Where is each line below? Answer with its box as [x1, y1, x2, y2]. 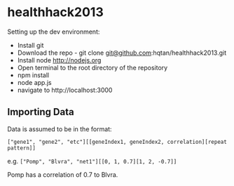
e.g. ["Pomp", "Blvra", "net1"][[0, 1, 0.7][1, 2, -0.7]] [7, 157, 177, 165]
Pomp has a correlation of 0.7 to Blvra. [7, 170, 118, 179]
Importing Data [7, 106, 75, 118]
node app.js [17, 78, 52, 86]
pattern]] [7, 145, 36, 152]
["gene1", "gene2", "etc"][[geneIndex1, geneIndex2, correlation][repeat [7, 138, 228, 145]
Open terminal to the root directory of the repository [17, 63, 168, 72]
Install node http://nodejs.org [17, 55, 102, 64]
